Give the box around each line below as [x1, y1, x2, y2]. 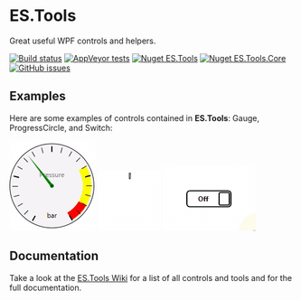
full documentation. [9, 282, 82, 293]
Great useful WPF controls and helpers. [9, 35, 156, 46]
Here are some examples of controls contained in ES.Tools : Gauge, [9, 112, 260, 123]
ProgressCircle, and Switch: [9, 122, 113, 133]
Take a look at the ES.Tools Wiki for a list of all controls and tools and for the [9, 272, 292, 283]
